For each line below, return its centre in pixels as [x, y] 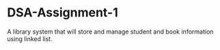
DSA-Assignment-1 [63, 13]
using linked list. [30, 38]
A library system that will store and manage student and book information [110, 32]
